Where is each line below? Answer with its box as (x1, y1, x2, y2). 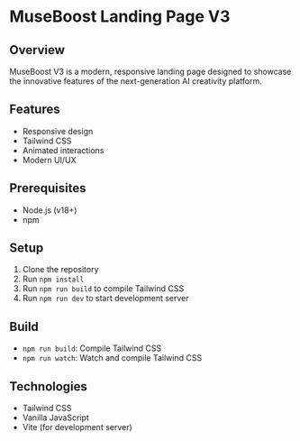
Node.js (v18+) (22, 205, 77, 216)
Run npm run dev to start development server (22, 293, 189, 304)
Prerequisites (9, 180, 86, 196)
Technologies (9, 379, 88, 394)
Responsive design (22, 125, 94, 136)
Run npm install (22, 273, 85, 285)
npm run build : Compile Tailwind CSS (22, 343, 162, 354)
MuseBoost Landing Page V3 (9, 6, 231, 27)
